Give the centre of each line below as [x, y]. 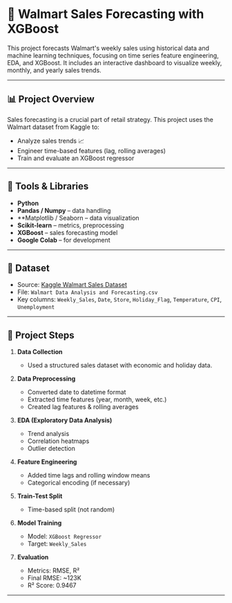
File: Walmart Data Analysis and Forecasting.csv [87, 292]
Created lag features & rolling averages [83, 407]
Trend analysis [48, 434]
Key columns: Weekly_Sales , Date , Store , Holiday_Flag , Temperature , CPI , [119, 299]
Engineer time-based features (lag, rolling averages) [91, 150]
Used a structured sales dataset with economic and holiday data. [120, 365]
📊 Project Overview [51, 99]
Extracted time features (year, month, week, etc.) [97, 400]
